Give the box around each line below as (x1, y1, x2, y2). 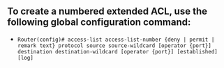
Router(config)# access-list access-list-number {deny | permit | (17, 36, 215, 43)
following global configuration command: (7, 17, 191, 28)
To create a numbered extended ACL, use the (7, 6, 208, 17)
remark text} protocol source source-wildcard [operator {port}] (17, 42, 211, 49)
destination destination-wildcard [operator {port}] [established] (17, 48, 218, 55)
